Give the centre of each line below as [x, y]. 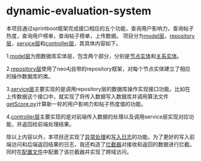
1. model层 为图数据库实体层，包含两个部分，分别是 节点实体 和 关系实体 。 [94, 56]
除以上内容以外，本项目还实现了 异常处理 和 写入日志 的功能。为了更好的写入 [98, 136]
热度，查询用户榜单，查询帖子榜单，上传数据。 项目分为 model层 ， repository [100, 36]
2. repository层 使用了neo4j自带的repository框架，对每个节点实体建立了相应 [98, 69]
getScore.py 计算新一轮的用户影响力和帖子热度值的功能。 [76, 104]
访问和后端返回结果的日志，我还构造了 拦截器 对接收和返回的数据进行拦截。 [103, 144]
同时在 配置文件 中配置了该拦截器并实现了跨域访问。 [69, 151]
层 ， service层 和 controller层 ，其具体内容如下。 [64, 43]
